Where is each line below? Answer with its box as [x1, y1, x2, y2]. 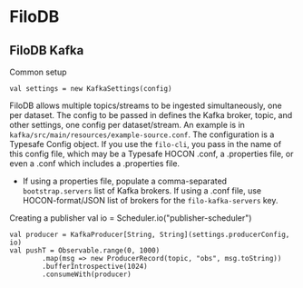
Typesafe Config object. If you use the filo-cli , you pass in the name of [9, 139, 282, 149]
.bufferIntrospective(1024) [42, 262, 148, 271]
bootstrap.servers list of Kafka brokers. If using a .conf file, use [22, 185, 262, 196]
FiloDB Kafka [9, 43, 84, 58]
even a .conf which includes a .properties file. [9, 158, 180, 169]
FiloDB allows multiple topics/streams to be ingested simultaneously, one [9, 100, 283, 111]
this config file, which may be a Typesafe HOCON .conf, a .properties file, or [9, 148, 294, 159]
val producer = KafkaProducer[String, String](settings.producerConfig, [9, 230, 290, 239]
